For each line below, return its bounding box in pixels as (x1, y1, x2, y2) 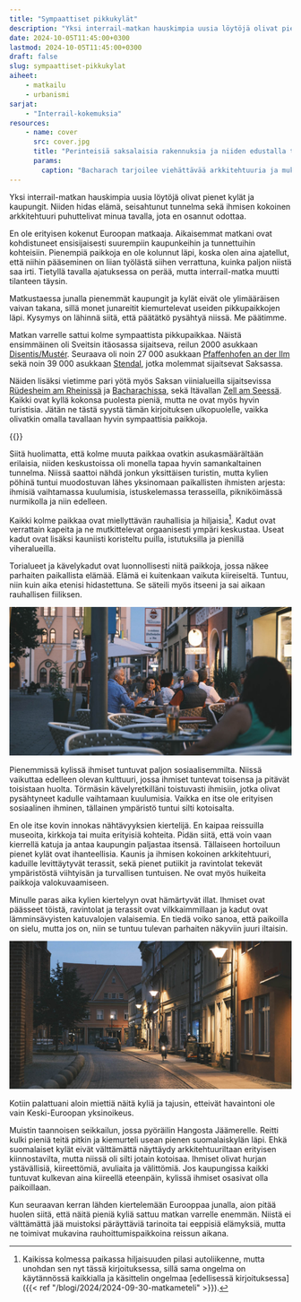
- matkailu (25, 81, 66, 90)
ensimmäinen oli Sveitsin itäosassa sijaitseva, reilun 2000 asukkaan (9, 339, 258, 350)
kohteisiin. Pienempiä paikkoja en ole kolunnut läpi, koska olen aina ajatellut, (9, 247, 289, 257)
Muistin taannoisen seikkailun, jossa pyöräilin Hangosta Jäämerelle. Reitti (9, 1124, 279, 1135)
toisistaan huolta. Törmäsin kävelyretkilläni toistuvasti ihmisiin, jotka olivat (9, 783, 280, 794)
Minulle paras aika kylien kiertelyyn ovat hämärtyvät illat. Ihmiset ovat (9, 894, 266, 905)
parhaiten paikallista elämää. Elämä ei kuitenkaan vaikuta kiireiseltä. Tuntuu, (9, 570, 289, 581)
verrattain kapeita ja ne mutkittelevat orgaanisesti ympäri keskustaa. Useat (9, 525, 285, 535)
